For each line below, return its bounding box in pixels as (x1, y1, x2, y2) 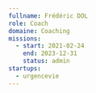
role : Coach (8, 19, 48, 27)
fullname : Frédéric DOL (8, 11, 89, 20)
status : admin (23, 57, 70, 66)
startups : (8, 65, 42, 73)
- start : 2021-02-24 (15, 42, 85, 50)
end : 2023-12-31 (23, 49, 78, 57)
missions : (8, 34, 42, 43)
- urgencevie (15, 72, 60, 80)
